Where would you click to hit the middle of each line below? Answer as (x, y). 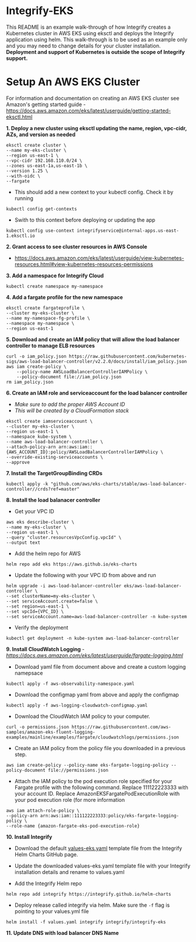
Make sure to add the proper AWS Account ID (70, 404)
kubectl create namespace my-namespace (55, 286)
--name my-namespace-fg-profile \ (48, 318)
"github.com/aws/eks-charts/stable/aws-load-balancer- (119, 484)
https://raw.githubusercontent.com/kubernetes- (128, 356)
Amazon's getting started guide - (46, 104)
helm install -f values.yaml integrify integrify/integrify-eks (86, 922)
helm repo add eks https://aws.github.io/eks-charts (72, 564)
